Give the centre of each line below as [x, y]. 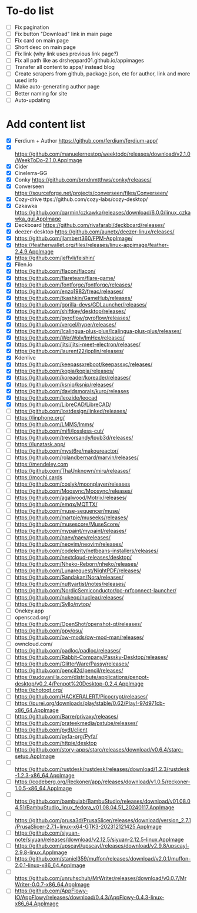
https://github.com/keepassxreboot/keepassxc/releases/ [84, 364]
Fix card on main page [42, 41]
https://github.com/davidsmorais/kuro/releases [72, 391]
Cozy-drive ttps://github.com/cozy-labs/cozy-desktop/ [81, 199]
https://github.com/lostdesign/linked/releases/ [71, 411]
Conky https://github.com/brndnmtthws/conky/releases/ [83, 179]
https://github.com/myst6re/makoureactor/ [66, 451]
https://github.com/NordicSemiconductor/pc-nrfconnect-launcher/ [96, 591]
